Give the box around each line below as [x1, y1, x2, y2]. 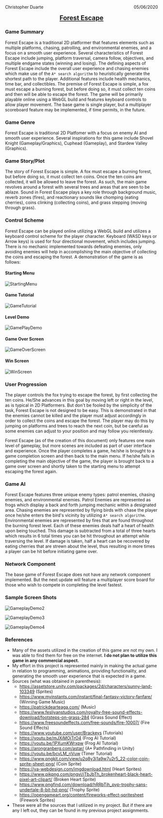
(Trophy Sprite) [69, 787, 100, 793]
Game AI [5, 480, 26, 487]
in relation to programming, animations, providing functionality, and [12, 668, 147, 674]
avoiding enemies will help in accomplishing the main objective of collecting [5, 249, 157, 254]
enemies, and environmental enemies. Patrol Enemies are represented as [5, 497, 151, 503]
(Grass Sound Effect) [90, 714, 132, 720]
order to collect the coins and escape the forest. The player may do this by [5, 418, 154, 424]
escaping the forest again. [5, 468, 57, 474]
